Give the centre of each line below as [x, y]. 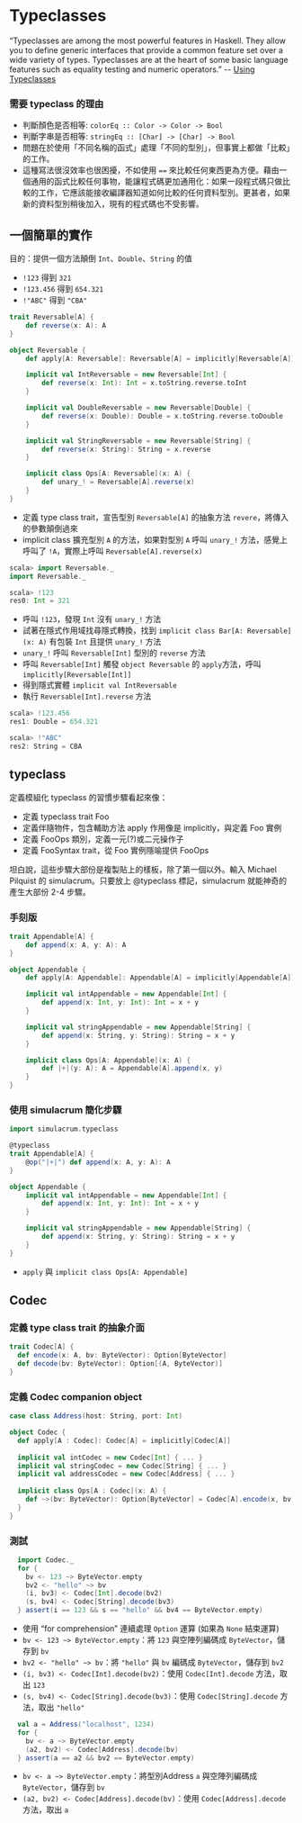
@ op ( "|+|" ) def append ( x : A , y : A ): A [98, 1162]
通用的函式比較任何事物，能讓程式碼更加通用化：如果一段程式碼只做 [156, 182]
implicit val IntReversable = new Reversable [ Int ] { [126, 375]
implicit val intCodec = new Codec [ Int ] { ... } [110, 1457]
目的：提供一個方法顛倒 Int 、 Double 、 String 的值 [101, 258]
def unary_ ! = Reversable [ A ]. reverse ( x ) [118, 483]
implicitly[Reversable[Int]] [77, 675]
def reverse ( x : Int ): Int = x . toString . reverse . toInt [144, 384]
